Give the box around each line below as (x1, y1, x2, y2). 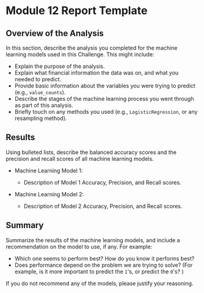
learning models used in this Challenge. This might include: (5, 51, 155, 58)
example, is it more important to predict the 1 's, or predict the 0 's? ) (14, 267, 184, 275)
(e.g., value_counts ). (14, 89, 66, 95)
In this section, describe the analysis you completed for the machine (5, 44, 178, 51)
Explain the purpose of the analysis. (14, 62, 105, 70)
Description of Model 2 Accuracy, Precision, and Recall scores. (23, 202, 183, 210)
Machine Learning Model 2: (14, 190, 84, 198)
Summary (5, 220, 44, 231)
